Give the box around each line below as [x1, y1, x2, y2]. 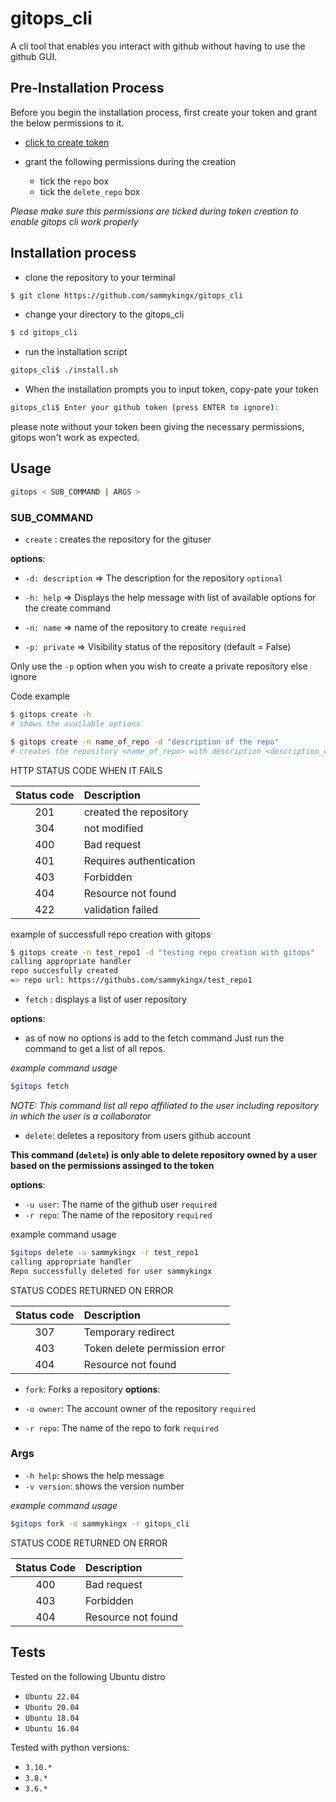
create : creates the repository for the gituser [24, 533, 212, 546]
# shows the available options [10, 718, 141, 729]
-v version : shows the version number [24, 1480, 185, 1492]
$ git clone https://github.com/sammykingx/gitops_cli [10, 290, 244, 301]
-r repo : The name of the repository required [24, 1208, 213, 1221]
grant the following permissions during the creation [24, 155, 237, 167]
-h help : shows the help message [24, 1469, 165, 1481]
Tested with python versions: [10, 1741, 130, 1753]
